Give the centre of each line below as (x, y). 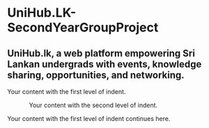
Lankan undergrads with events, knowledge (104, 64)
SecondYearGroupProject (83, 27)
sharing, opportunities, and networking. (96, 75)
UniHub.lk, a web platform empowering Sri (101, 53)
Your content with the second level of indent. (93, 105)
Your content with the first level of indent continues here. (89, 119)
